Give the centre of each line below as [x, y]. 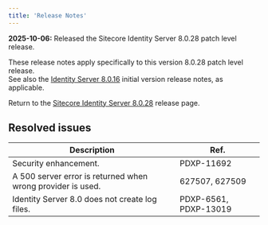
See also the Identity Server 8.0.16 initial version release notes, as [116, 79]
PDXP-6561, [204, 200]
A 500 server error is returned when [80, 177]
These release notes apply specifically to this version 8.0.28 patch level [126, 62]
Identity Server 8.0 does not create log [85, 200]
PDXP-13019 [205, 209]
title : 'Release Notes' [48, 16]
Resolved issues [50, 128]
